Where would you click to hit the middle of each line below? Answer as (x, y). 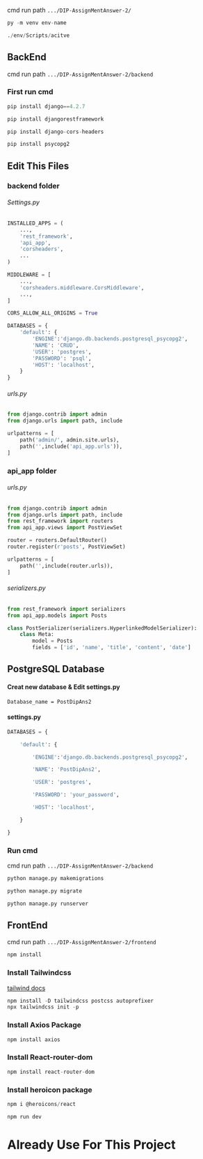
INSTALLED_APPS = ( (35, 223)
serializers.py (27, 588)
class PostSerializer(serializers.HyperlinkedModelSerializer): (102, 628)
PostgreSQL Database (56, 669)
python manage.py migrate (44, 891)
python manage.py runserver (48, 903)
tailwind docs (26, 988)
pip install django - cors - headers (56, 132)
